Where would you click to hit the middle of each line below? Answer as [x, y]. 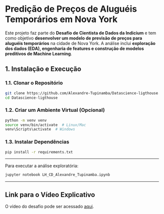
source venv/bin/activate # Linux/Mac [46, 125]
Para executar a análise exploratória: [42, 166]
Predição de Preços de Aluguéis [71, 9]
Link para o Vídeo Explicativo [50, 195]
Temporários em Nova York [61, 19]
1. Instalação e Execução [43, 69]
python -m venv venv [26, 120]
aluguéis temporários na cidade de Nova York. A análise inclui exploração [80, 43]
